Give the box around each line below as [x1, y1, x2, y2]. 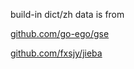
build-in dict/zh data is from [10, 9, 125, 20]
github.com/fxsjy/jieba [10, 47, 103, 59]
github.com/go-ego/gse [10, 28, 110, 39]
